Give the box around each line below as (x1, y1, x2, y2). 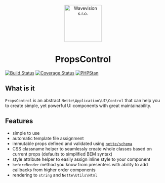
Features (5, 117, 33, 125)
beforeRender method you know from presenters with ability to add (12, 161, 148, 167)
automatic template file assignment (12, 135, 84, 141)
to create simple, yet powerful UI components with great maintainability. (5, 103, 152, 109)
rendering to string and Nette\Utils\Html (12, 172, 98, 178)
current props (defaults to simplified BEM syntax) (12, 151, 113, 157)
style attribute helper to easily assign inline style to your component (12, 156, 151, 162)
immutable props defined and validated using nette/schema (12, 141, 132, 146)
